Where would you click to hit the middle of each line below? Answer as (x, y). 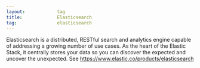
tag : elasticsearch (49, 23)
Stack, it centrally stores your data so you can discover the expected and (96, 52)
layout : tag (36, 12)
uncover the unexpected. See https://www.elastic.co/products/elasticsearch (100, 59)
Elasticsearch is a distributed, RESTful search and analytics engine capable (99, 40)
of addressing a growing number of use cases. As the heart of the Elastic (96, 46)
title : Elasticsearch (49, 17)
